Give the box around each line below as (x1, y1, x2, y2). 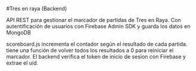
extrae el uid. (6, 59, 39, 66)
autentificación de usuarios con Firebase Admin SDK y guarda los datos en (6, 23, 191, 30)
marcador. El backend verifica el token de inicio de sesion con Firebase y (6, 53, 186, 60)
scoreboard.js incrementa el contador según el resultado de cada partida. (6, 41, 188, 47)
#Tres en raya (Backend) (6, 5, 68, 12)
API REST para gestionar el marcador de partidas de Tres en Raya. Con (6, 17, 181, 23)
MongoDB (6, 29, 31, 36)
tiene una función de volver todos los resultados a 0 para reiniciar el (6, 47, 174, 54)
